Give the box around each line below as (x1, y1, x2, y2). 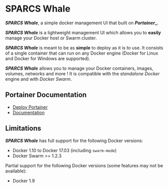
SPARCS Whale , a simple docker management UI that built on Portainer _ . (5, 20, 159, 26)
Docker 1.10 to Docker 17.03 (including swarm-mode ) (12, 147, 117, 153)
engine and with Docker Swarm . (5, 76, 72, 82)
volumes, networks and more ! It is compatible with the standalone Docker (5, 70, 160, 76)
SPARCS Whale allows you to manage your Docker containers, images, (5, 65, 154, 71)
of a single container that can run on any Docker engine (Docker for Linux (5, 50, 158, 56)
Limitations (5, 124, 41, 133)
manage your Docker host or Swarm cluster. (5, 35, 97, 41)
